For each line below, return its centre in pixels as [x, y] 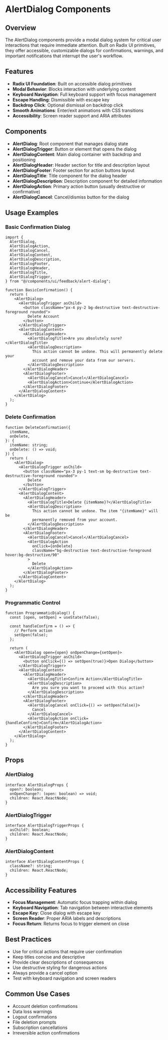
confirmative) [26, 191]
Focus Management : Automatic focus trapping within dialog [75, 902]
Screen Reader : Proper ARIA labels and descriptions [67, 918]
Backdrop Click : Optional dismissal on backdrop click [68, 105]
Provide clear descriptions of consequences [58, 962]
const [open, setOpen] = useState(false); [55, 617]
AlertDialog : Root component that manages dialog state [70, 144]
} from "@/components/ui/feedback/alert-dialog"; [58, 281]
